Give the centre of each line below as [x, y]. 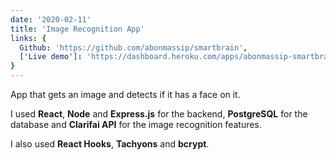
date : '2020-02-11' [51, 19]
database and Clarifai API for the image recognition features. [136, 124]
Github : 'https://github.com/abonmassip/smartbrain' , [133, 47]
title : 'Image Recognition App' [77, 29]
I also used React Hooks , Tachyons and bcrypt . [110, 144]
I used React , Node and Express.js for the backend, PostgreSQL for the [159, 114]
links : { [28, 38]
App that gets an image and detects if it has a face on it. [125, 94]
